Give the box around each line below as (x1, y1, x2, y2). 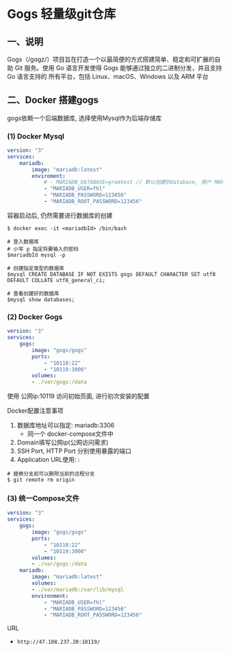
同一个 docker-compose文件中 (27, 430, 114, 438)
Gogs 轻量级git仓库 (7, 6, 116, 22)
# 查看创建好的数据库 (7, 290, 60, 297)
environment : (31, 592, 69, 599)
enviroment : (31, 172, 66, 179)
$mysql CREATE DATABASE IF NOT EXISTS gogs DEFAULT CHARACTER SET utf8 (7, 270, 216, 278)
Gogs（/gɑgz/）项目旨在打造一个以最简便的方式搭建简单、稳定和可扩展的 (7, 56, 215, 63)
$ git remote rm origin (7, 476, 75, 484)
